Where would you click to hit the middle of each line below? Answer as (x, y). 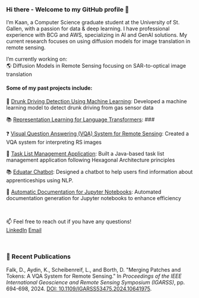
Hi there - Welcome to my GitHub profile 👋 (68, 9)
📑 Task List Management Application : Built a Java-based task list (85, 153)
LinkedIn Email (24, 230)
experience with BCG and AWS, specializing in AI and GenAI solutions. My (97, 35)
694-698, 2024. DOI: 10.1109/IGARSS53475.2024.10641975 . (79, 289)
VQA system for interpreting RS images (54, 142)
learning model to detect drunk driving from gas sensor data (80, 107)
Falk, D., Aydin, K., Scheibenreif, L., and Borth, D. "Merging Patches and (94, 270)
